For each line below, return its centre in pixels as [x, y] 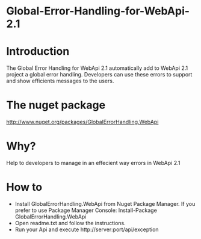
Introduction [38, 51]
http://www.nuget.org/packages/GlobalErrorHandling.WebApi [82, 122]
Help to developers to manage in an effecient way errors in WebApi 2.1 [93, 163]
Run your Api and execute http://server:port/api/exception [87, 229]
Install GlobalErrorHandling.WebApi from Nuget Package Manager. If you [105, 203]
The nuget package [56, 105]
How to [24, 187]
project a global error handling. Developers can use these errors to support [99, 75]
